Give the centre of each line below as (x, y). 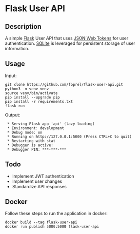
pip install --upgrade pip (32, 97)
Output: (13, 115)
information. (17, 49)
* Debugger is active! (30, 145)
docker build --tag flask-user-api (41, 222)
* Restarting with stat (31, 141)
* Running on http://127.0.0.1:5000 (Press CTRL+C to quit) (70, 136)
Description (23, 27)
